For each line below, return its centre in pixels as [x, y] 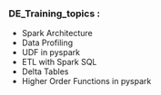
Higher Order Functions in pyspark [86, 81]
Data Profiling [47, 43]
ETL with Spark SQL [59, 62]
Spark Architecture [57, 33]
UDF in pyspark [51, 52]
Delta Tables [45, 71]
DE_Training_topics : [55, 14]
